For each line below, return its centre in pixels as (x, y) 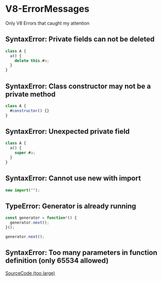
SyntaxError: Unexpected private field (68, 131)
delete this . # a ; (32, 61)
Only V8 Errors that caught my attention (48, 23)
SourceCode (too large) (30, 273)
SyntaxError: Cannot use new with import (73, 178)
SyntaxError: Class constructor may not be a (78, 86)
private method (30, 94)
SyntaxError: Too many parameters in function (82, 253)
